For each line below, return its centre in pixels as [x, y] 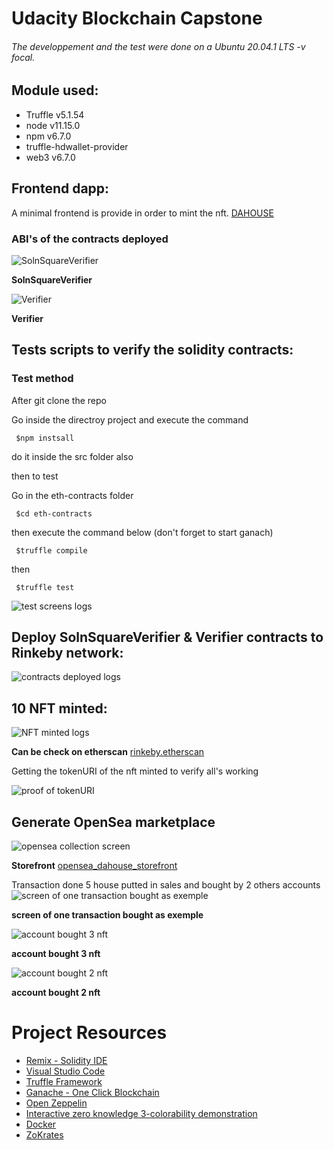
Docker [41, 1124]
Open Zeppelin [56, 1103]
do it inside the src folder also [72, 456]
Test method [42, 379]
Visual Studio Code [65, 1071]
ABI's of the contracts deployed [90, 239]
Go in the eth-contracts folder [72, 495]
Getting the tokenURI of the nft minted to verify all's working [135, 771]
